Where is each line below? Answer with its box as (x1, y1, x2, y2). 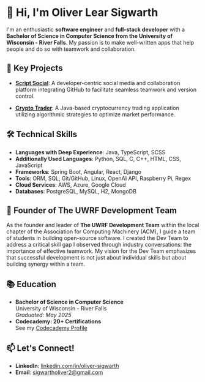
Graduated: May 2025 (15, 312, 72, 319)
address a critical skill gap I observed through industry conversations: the (6, 241, 192, 249)
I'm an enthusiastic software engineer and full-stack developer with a (6, 26, 185, 33)
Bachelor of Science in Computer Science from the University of (6, 32, 173, 39)
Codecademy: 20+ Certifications (15, 318, 102, 325)
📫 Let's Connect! (6, 343, 75, 353)
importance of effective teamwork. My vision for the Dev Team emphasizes (6, 247, 196, 255)
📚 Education (6, 279, 57, 290)
